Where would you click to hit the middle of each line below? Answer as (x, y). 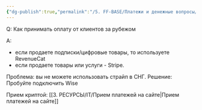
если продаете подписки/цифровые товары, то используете (92, 52)
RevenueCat (30, 58)
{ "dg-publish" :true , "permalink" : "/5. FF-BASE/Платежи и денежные (90, 12)
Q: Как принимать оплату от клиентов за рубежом (71, 29)
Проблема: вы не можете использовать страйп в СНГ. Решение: (89, 76)
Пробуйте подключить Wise (42, 83)
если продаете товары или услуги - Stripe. (69, 65)
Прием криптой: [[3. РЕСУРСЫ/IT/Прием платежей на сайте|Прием (93, 94)
